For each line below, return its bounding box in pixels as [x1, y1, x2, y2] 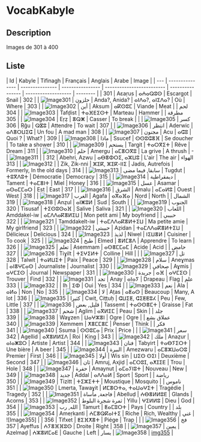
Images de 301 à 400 [6, 43, 59, 51]
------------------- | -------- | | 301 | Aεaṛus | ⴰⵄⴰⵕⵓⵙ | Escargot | [25, 90, 192, 97]
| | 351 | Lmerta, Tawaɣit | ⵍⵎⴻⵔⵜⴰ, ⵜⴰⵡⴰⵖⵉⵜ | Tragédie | [6, 384, 185, 391]
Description [6, 28, 51, 38]
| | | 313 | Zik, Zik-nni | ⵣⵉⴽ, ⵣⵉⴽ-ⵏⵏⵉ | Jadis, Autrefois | [6, 160, 174, 167]
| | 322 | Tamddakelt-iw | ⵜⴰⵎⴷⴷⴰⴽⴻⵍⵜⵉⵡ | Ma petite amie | [6, 217, 188, 225]
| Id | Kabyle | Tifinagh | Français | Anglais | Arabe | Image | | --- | [6, 76, 167, 84]
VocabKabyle [6, 4, 75, 17]
